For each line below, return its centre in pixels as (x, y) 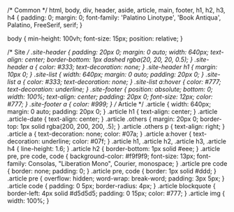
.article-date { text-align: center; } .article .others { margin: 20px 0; (103, 119)
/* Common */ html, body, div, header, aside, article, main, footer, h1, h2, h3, (116, 10)
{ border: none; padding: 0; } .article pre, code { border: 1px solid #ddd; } (112, 171)
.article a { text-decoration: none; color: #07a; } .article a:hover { (100, 134)
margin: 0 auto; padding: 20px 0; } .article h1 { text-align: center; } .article (112, 112)
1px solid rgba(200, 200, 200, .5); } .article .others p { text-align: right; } (123, 126)
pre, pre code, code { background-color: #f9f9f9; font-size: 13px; (101, 156)
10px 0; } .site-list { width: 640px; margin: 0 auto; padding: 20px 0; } (106, 74)
